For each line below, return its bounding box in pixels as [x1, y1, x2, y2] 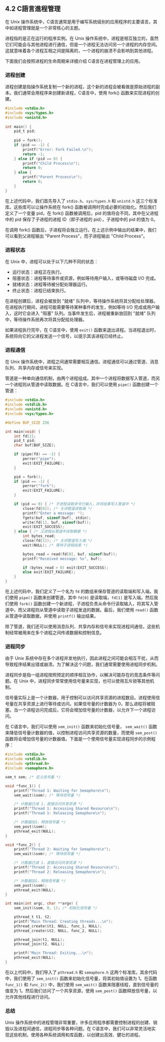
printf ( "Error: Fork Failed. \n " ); [23, 147, 93, 152]
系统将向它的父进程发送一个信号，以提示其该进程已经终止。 [5, 333, 126, 339]
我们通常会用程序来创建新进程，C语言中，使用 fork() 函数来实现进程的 [13, 90, 156, 96]
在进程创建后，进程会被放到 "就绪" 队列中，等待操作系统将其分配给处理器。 [5, 298, 158, 304]
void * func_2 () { [5, 842, 41, 847]
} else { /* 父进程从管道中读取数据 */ [14, 529, 87, 534]
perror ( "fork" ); [23, 483, 56, 489]
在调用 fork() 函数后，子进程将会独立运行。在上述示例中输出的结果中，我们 [5, 227, 157, 233]
